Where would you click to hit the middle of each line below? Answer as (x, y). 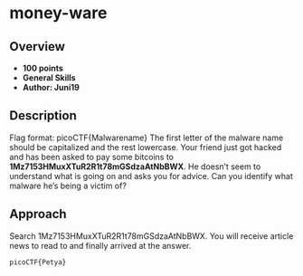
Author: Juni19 (51, 87)
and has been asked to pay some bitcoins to (92, 157)
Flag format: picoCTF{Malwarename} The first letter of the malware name (147, 138)
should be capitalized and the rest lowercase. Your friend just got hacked (146, 147)
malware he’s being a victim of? (68, 186)
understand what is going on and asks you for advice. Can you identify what (151, 176)
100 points (43, 68)
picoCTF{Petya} (38, 262)
